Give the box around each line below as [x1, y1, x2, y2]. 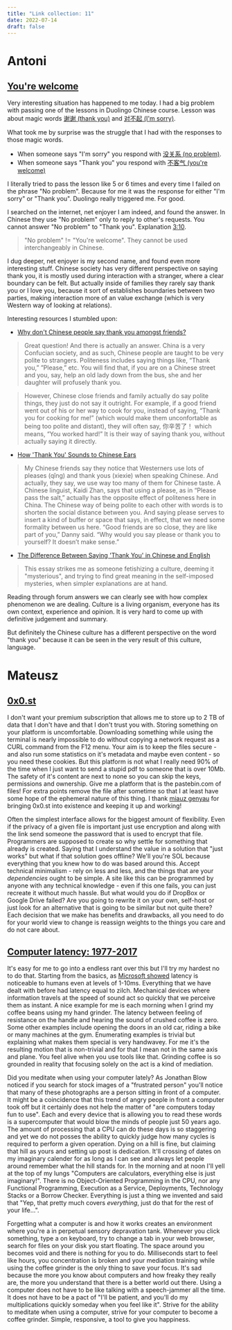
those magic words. [7, 136, 64, 144]
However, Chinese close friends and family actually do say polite [24, 392, 209, 400]
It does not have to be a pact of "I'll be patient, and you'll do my [7, 1293, 188, 1302]
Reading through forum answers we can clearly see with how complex [7, 593, 208, 601]
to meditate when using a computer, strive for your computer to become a [7, 1308, 218, 1316]
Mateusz [7, 667, 59, 683]
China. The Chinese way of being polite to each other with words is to [24, 501, 224, 510]
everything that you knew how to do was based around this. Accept [7, 859, 200, 867]
